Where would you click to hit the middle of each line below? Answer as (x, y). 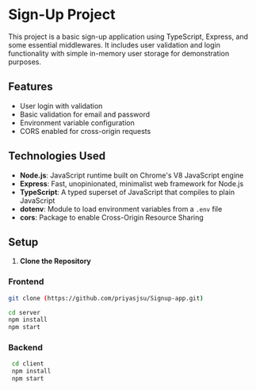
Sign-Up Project (62, 15)
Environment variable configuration (77, 122)
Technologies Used (57, 156)
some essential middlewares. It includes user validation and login (114, 44)
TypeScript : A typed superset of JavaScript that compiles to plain (127, 192)
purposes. (25, 62)
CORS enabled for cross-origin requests (85, 131)
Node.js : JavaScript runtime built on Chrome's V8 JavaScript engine (132, 175)
